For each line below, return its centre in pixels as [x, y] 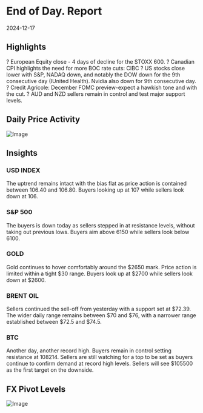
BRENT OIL [23, 295]
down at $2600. [26, 280]
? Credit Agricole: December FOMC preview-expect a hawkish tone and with [102, 87]
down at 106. [22, 196]
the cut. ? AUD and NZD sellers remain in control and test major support [96, 94]
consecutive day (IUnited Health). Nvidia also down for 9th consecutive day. [101, 81]
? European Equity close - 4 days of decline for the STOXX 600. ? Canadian [101, 61]
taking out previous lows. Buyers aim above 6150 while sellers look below [98, 232]
